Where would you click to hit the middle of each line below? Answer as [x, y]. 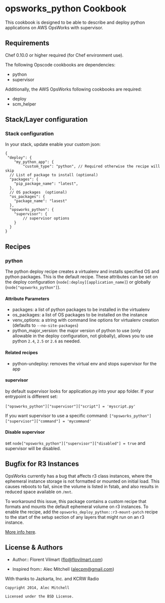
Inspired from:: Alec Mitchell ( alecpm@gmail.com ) [63, 569]
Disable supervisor [25, 432]
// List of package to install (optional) [54, 175]
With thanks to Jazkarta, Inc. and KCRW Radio [52, 578]
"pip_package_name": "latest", [46, 184]
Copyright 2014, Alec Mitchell [37, 588]
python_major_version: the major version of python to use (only [76, 331]
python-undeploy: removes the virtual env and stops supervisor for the [84, 363]
